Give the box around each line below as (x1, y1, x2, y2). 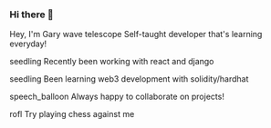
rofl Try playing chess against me (9, 109, 135, 120)
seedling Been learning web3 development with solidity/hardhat (9, 74, 249, 84)
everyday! (9, 38, 47, 49)
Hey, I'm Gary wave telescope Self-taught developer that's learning (9, 29, 263, 40)
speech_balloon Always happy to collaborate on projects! (9, 91, 225, 103)
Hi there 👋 (9, 8, 55, 21)
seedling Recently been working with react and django (9, 56, 214, 67)
